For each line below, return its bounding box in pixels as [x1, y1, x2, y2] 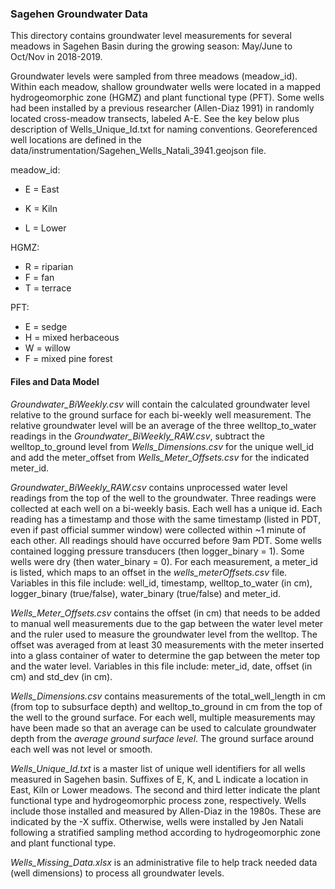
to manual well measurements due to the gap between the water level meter [10, 617, 324, 629]
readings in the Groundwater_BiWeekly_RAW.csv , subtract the [10, 430, 265, 442]
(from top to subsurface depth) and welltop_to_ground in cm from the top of [10, 700, 323, 712]
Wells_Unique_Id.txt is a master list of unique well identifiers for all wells [10, 762, 306, 774]
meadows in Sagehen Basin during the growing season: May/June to [10, 40, 293, 52]
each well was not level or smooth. [10, 743, 153, 755]
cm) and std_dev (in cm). [10, 670, 113, 682]
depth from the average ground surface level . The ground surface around [10, 732, 315, 744]
